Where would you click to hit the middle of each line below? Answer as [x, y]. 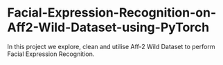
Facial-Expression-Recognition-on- [112, 13]
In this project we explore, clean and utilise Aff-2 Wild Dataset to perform [111, 46]
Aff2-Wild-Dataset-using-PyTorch [108, 27]
